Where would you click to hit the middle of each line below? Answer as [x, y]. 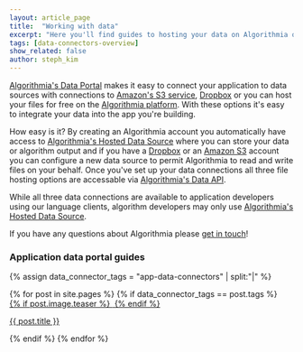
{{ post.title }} [35, 321]
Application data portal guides [78, 256]
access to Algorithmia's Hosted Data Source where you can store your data [149, 141]
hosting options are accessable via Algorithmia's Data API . [118, 180]
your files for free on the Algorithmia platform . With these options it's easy [147, 104]
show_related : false [48, 51]
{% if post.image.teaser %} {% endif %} [85, 304]
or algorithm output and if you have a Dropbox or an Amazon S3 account [144, 151]
